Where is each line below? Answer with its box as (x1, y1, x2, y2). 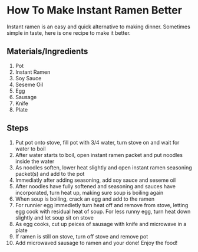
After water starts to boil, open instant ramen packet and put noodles (15, 151, 183, 158)
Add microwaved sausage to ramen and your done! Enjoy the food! (15, 239, 178, 246)
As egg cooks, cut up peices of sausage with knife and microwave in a (15, 220, 187, 227)
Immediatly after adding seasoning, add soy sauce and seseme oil (15, 176, 176, 184)
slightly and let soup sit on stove (15, 214, 94, 221)
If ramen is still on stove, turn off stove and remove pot (15, 233, 148, 240)
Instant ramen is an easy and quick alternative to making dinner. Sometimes (6, 23, 190, 30)
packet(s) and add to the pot (15, 170, 85, 177)
